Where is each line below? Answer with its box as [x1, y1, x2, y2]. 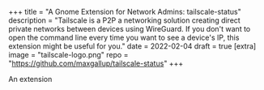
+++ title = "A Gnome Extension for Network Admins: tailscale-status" [8, 7, 241, 16]
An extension [8, 75, 53, 84]
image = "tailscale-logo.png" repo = [8, 50, 129, 59]
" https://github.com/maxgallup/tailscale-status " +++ [8, 58, 184, 68]
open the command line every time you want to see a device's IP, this [8, 32, 240, 42]
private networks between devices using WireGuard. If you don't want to [8, 24, 251, 33]
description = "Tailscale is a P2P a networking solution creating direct [8, 15, 241, 25]
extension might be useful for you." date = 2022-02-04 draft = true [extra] [8, 41, 257, 51]
